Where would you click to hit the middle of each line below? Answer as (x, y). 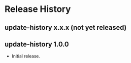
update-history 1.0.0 (37, 44)
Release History (38, 9)
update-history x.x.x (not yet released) (65, 28)
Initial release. (26, 56)
